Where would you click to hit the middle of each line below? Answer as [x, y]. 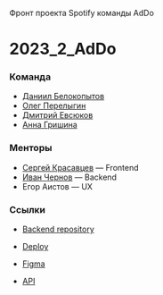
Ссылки [28, 209]
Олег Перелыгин [54, 105]
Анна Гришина [49, 125]
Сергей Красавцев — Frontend [81, 167]
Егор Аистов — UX [57, 186]
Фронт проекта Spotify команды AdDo [81, 13]
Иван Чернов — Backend [69, 177]
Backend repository [58, 229]
